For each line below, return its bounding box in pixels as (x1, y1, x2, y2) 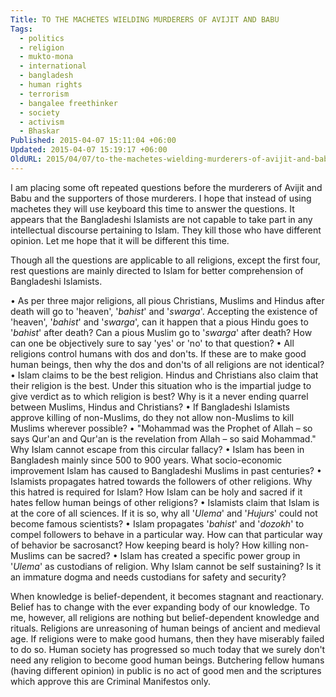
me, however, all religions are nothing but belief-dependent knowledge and (10, 611, 320, 623)
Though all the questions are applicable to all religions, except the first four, (10, 254, 321, 266)
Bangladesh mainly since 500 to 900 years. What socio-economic (10, 454, 283, 466)
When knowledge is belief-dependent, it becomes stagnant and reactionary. (10, 590, 325, 602)
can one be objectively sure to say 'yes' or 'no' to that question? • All (10, 337, 295, 349)
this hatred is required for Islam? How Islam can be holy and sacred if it (10, 486, 303, 498)
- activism (19, 117, 65, 127)
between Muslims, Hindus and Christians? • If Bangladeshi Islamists (10, 401, 290, 413)
